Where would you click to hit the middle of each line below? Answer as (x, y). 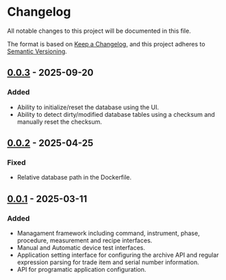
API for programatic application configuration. (81, 269)
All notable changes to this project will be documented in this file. (99, 31)
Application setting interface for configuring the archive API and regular (118, 255)
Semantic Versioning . (37, 51)
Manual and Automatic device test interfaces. (81, 248)
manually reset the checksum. (60, 122)
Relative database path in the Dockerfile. (74, 178)
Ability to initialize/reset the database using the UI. (88, 107)
